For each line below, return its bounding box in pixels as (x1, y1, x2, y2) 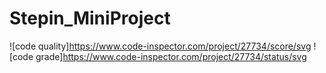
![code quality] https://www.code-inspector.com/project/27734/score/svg (9, 40, 312, 52)
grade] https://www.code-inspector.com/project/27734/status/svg (35, 50, 307, 62)
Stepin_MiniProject (9, 7, 171, 30)
